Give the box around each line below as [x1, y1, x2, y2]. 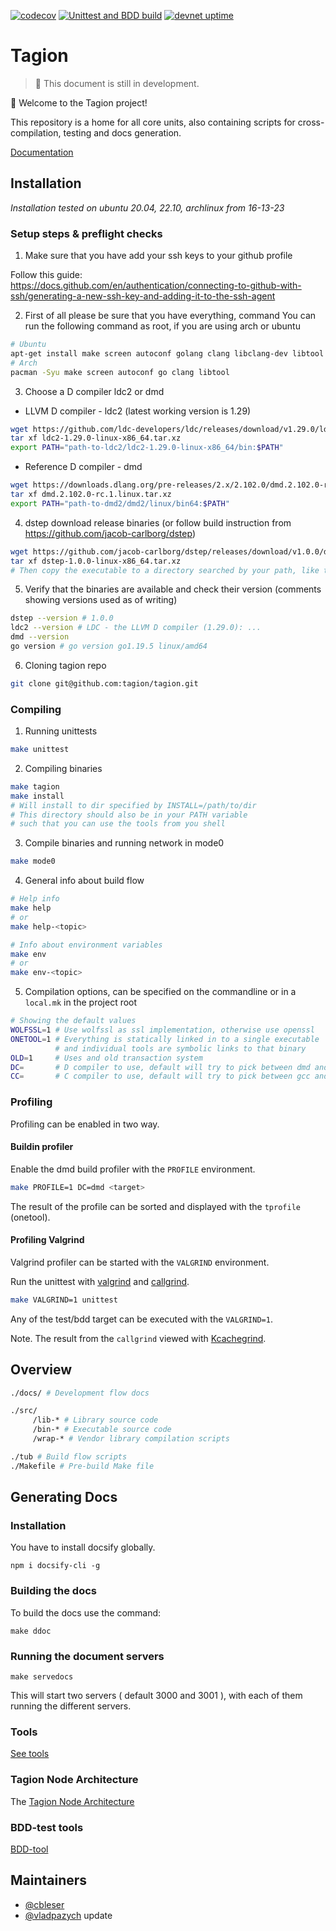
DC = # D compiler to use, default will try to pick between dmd [10, 1062, 311, 1072]
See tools [10, 1748, 50, 1760]
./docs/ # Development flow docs [10, 1388, 150, 1398]
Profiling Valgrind [10, 1234, 85, 1246]
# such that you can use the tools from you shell [10, 819, 226, 829]
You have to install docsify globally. [10, 1541, 156, 1554]
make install [10, 791, 65, 801]
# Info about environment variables [10, 940, 163, 950]
